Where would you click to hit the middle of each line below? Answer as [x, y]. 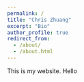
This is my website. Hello [42, 71]
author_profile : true [38, 32]
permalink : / [26, 13]
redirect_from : [29, 39]
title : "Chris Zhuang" [39, 20]
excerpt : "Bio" [29, 26]
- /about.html [33, 52]
